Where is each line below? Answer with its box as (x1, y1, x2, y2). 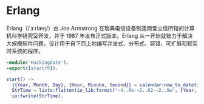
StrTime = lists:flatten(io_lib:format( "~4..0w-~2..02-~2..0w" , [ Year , (12, 88, 197, 94)
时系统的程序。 (6, 47, 44, 55)
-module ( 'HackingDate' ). (6, 59, 69, 66)
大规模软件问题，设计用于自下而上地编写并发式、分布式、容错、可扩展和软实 (6, 40, 198, 47)
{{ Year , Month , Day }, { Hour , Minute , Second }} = (12, 81, 137, 88)
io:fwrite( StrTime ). (12, 93, 64, 99)
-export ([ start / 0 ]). (6, 65, 59, 71)
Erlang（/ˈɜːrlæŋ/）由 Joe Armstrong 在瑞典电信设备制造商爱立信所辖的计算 (6, 24, 195, 32)
